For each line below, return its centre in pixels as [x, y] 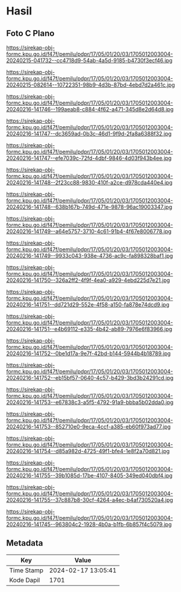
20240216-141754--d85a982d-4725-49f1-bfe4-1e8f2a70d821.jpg [88, 451]
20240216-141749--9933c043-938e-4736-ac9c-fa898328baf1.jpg [90, 256]
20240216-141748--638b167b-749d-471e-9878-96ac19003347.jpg [89, 207]
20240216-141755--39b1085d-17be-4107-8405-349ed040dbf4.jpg [89, 475]
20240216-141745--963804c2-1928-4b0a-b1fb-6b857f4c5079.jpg [89, 524]
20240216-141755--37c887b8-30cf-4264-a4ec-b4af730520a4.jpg [90, 500]
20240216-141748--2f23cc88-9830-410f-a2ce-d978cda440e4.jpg [89, 182]
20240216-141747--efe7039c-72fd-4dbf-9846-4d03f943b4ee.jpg [89, 158]
